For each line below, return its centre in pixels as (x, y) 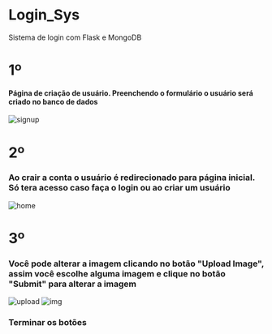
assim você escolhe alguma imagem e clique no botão (117, 273)
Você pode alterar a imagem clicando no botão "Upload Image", (136, 263)
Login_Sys (44, 15)
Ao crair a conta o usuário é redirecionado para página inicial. (132, 178)
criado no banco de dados (53, 101)
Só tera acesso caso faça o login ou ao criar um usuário (120, 188)
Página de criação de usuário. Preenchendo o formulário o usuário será (131, 93)
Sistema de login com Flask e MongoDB (75, 37)
